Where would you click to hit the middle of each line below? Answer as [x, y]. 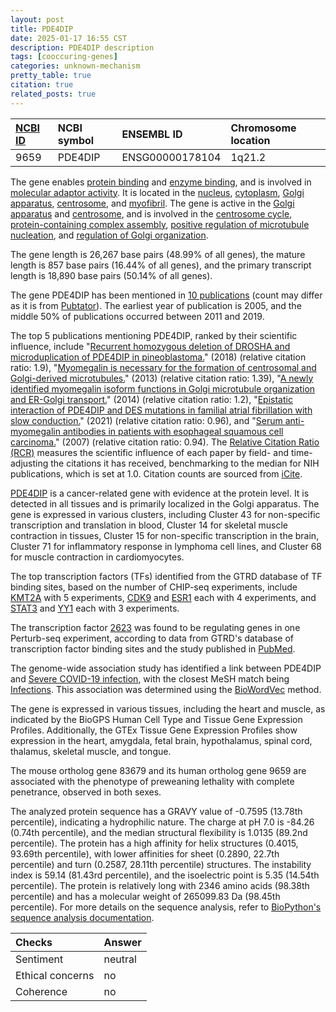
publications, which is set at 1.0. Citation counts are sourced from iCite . [156, 473]
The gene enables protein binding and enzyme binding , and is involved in [161, 182]
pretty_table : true [51, 76]
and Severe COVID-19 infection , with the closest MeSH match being [150, 678]
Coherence [41, 991]
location [250, 140]
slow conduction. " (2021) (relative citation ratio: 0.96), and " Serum [146, 420]
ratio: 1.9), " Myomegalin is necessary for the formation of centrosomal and [163, 367]
